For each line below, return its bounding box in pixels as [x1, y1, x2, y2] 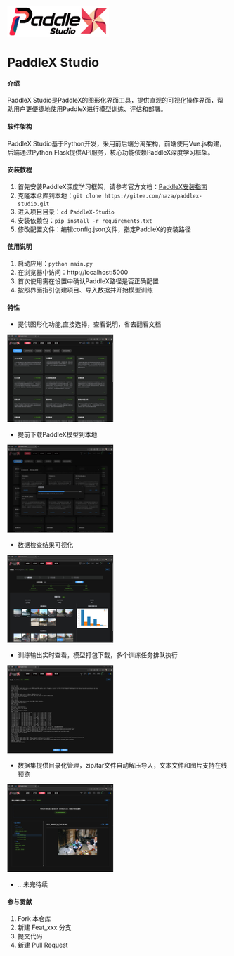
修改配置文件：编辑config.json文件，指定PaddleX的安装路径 [17, 225, 191, 233]
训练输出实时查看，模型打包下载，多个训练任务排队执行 [17, 651, 178, 659]
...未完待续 [17, 880, 48, 889]
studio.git [17, 200, 50, 207]
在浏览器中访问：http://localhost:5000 [17, 269, 129, 276]
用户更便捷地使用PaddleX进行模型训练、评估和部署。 [13, 105, 167, 113]
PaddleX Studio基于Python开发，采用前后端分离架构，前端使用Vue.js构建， [7, 139, 226, 148]
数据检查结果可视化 [17, 541, 74, 549]
